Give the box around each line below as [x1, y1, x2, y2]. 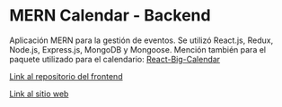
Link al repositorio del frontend [9, 70, 123, 81]
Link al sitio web [9, 88, 69, 99]
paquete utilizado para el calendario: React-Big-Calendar [9, 53, 221, 64]
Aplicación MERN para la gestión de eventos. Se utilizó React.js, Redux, [9, 35, 274, 45]
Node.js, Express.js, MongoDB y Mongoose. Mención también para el [9, 44, 267, 54]
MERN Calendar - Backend [9, 5, 211, 26]
